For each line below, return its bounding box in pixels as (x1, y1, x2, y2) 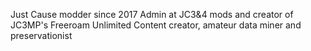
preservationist (10, 30, 73, 41)
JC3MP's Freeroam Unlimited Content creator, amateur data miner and (10, 19, 302, 31)
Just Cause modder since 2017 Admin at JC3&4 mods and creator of (10, 9, 294, 20)
